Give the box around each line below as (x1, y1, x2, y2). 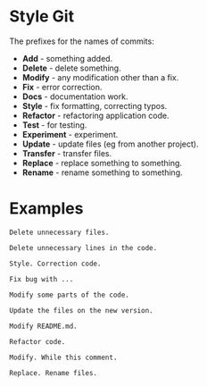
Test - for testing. (21, 119, 87, 130)
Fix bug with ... (9, 274, 74, 283)
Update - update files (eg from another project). (21, 138, 199, 149)
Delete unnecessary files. (9, 228, 110, 237)
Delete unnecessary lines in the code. (9, 243, 158, 252)
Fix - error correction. (21, 81, 103, 92)
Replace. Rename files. (9, 368, 98, 377)
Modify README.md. (9, 322, 78, 331)
